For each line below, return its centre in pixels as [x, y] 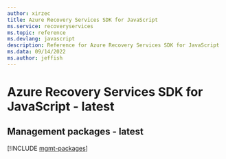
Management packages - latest [76, 132]
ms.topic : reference [37, 33]
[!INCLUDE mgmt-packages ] [47, 148]
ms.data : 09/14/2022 [37, 52]
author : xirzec [29, 13]
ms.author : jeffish [35, 58]
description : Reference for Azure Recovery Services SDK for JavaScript [113, 45]
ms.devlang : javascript [41, 39]
